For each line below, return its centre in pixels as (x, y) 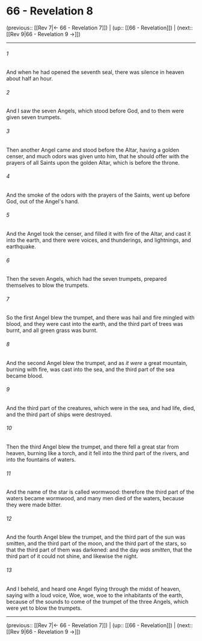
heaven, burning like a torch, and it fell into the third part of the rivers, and (98, 453)
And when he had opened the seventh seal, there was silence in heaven (95, 72)
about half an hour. (29, 79)
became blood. (25, 376)
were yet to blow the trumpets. (44, 608)
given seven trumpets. (34, 117)
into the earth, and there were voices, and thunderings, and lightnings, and (99, 240)
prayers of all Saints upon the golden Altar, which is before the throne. (93, 162)
